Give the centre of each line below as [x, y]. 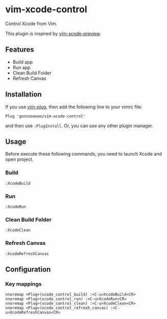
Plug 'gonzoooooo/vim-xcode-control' [45, 116]
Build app [23, 62]
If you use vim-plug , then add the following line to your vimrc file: [74, 107]
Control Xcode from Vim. [31, 24]
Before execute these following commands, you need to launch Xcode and [84, 154]
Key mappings [23, 284]
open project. [19, 159]
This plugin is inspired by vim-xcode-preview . [53, 33]
